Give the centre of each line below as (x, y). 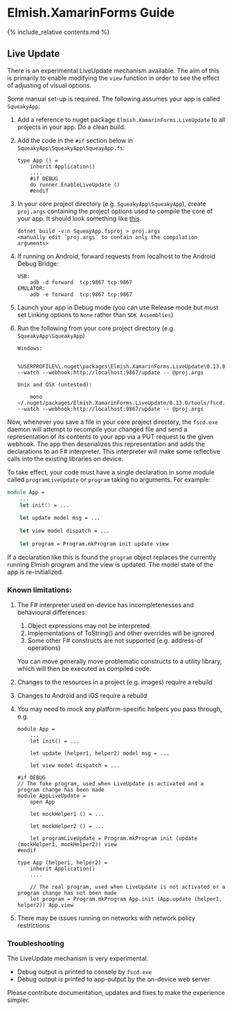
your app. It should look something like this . (79, 218)
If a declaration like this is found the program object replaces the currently (111, 557)
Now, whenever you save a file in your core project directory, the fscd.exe (113, 422)
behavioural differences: (52, 612)
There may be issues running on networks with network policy (106, 918)
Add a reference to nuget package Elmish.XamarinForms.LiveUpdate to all (121, 119)
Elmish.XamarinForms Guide (91, 13)
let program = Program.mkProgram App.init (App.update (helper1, (126, 899)
